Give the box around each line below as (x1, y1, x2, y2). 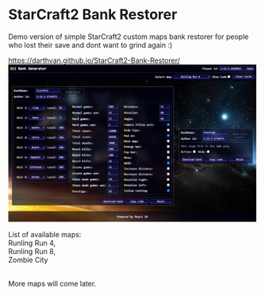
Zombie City (8, 256, 48, 265)
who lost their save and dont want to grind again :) (8, 40, 173, 49)
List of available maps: (8, 230, 82, 240)
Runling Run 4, (8, 238, 56, 248)
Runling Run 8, (8, 247, 56, 256)
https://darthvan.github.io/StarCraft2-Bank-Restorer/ (8, 56, 181, 65)
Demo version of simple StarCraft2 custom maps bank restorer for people (8, 32, 249, 41)
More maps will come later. (8, 279, 97, 289)
